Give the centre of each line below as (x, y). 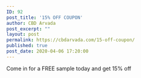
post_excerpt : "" (28, 29)
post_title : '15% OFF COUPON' (45, 18)
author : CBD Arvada (31, 23)
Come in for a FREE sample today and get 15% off (69, 68)
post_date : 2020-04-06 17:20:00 (47, 51)
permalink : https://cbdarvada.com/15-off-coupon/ (71, 40)
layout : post (23, 34)
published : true (27, 46)
